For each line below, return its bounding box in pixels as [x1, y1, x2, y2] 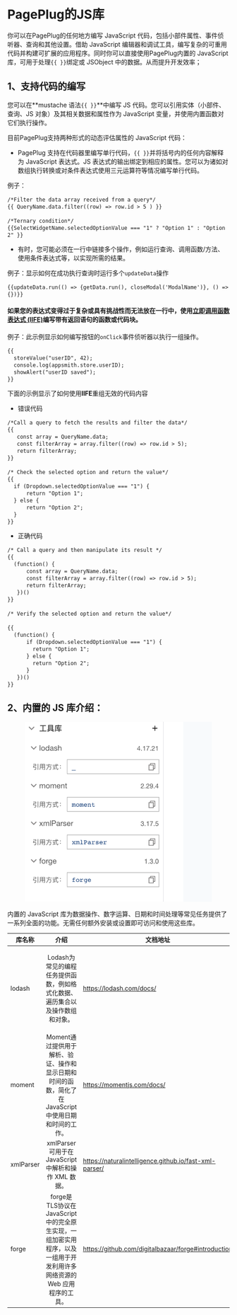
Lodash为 [47, 953, 75, 962]
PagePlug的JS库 [7, 6, 104, 23]
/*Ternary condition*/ [7, 217, 74, 224]
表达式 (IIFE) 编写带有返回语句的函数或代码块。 [7, 316, 142, 324]
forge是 [50, 1193, 73, 1200]
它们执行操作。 [7, 118, 51, 127]
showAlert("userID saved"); [13, 369, 97, 376]
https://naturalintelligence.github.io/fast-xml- [83, 1156, 217, 1165]
